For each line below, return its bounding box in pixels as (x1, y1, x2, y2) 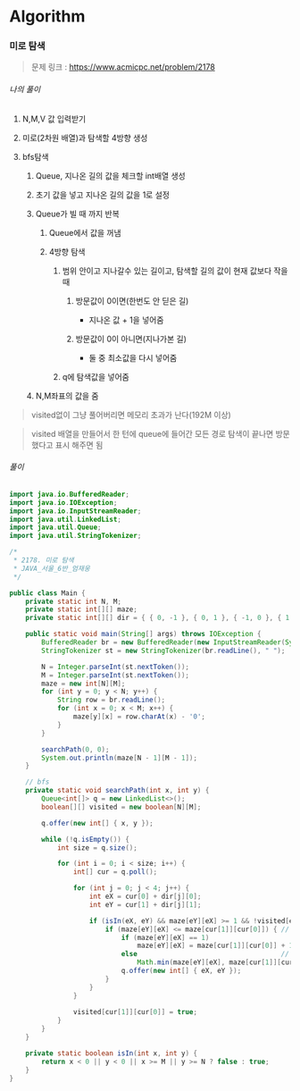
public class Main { (9, 588, 87, 598)
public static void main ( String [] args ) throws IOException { (25, 630, 262, 639)
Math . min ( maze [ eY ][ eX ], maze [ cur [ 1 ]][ (137, 958, 281, 967)
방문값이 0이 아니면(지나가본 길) (75, 333, 187, 344)
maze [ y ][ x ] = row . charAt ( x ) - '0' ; (72, 712, 205, 721)
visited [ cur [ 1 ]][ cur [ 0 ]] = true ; (72, 1008, 198, 1017)
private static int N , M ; (25, 597, 122, 606)
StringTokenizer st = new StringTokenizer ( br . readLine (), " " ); (41, 646, 286, 655)
